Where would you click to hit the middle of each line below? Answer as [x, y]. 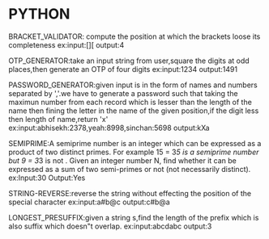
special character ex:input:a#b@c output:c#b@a [89, 202]
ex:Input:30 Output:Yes [47, 178]
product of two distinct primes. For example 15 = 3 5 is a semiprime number [134, 152]
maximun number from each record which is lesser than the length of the [130, 102]
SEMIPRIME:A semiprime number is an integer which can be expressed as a [135, 143]
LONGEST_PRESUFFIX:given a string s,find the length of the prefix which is [134, 217]
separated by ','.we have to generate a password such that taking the [123, 93]
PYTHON [39, 14]
